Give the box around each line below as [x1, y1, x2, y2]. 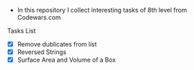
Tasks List [7, 27, 36, 35]
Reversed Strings [17, 48, 67, 56]
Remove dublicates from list [17, 40, 97, 48]
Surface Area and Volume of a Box [17, 55, 116, 64]
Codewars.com [17, 13, 61, 21]
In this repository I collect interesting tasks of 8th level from [17, 6, 187, 14]
